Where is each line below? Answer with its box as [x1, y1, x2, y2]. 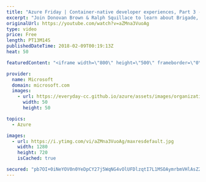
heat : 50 [6, 49, 29, 55]
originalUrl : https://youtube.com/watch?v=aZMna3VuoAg [6, 20, 150, 26]
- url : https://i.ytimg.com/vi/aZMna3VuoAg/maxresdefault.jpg [12, 138, 174, 144]
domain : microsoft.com [12, 82, 70, 89]
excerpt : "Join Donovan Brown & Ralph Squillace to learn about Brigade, [6, 15, 199, 21]
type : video [6, 26, 37, 32]
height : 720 [17, 150, 48, 156]
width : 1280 [17, 144, 48, 150]
